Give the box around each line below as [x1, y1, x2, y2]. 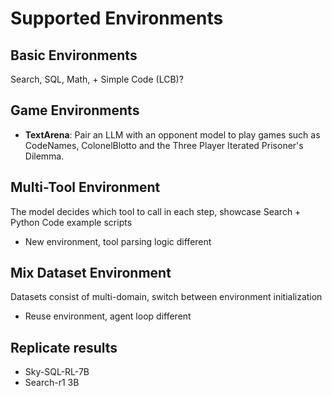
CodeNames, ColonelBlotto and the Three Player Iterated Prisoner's [24, 139, 304, 151]
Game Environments [10, 102, 140, 119]
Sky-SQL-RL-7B [24, 366, 90, 378]
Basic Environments [10, 47, 138, 64]
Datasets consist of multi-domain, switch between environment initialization [10, 291, 323, 303]
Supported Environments [10, 7, 224, 30]
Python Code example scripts [10, 216, 133, 228]
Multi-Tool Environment [10, 179, 161, 196]
